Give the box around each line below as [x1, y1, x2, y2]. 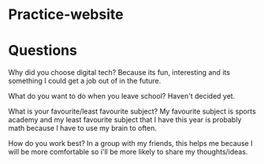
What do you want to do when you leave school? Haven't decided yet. [8, 91, 236, 101]
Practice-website [8, 6, 124, 24]
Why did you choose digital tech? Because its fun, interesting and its [8, 68, 231, 77]
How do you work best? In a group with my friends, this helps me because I [8, 139, 253, 148]
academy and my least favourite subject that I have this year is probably [8, 115, 242, 125]
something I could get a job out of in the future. [8, 76, 162, 86]
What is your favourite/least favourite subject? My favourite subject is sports [8, 106, 256, 116]
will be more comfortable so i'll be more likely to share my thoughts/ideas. [8, 147, 248, 157]
